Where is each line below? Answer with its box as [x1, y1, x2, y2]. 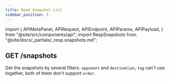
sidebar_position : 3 [5, 12, 49, 17]
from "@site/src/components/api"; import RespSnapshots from [5, 31, 137, 37]
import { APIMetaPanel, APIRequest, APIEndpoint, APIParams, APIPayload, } [5, 26, 163, 32]
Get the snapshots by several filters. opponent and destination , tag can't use [5, 65, 165, 71]
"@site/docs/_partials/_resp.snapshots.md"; [5, 36, 98, 43]
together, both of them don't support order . [5, 70, 96, 76]
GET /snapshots [5, 51, 57, 60]
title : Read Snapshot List [5, 7, 62, 13]
